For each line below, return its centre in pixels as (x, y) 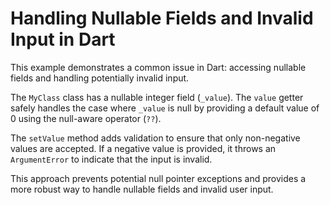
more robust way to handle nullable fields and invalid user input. (142, 189)
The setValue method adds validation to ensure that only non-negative (155, 138)
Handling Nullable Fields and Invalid (162, 18)
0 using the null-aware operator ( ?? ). (86, 118)
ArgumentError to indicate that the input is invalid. (111, 159)
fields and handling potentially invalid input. (100, 78)
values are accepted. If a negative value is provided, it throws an (143, 148)
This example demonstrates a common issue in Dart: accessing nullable (158, 67)
